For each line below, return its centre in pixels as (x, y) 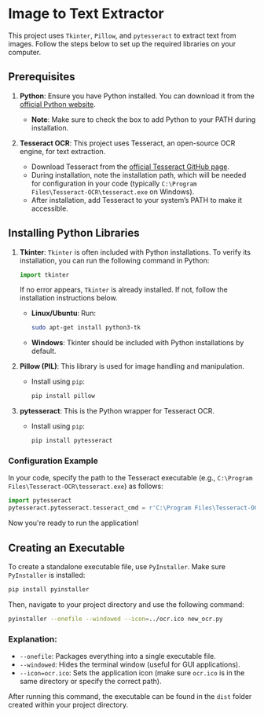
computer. (25, 52)
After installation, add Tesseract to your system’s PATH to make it (136, 200)
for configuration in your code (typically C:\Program (114, 183)
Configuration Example (53, 461)
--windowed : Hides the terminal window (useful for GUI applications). (130, 664)
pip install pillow (63, 396)
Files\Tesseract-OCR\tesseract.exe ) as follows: (86, 486)
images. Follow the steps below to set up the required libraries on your (122, 43)
